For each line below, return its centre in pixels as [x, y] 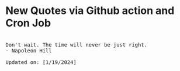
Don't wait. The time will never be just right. [76, 45]
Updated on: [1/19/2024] [41, 62]
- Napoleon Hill [29, 50]
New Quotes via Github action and [90, 11]
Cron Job [28, 23]
